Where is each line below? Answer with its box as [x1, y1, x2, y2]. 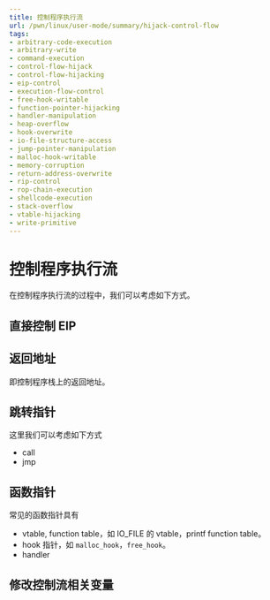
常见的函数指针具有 [9, 510, 79, 520]
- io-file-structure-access [9, 136, 113, 145]
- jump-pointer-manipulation [9, 144, 116, 153]
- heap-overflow [9, 120, 69, 129]
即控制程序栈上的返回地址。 [9, 376, 110, 387]
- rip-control [9, 178, 62, 186]
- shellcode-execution [9, 194, 93, 203]
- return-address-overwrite [9, 169, 113, 178]
